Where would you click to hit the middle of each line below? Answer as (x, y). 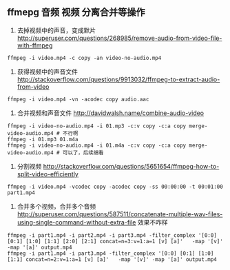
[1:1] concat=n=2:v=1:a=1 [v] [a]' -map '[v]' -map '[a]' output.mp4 (112, 259)
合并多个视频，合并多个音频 (56, 206)
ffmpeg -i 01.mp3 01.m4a (43, 139)
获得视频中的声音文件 (47, 72)
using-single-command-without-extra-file (76, 222)
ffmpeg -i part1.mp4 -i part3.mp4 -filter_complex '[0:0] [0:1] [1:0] (111, 253)
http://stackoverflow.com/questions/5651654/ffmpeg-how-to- (131, 166)
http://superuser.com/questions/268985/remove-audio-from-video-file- (119, 38)
